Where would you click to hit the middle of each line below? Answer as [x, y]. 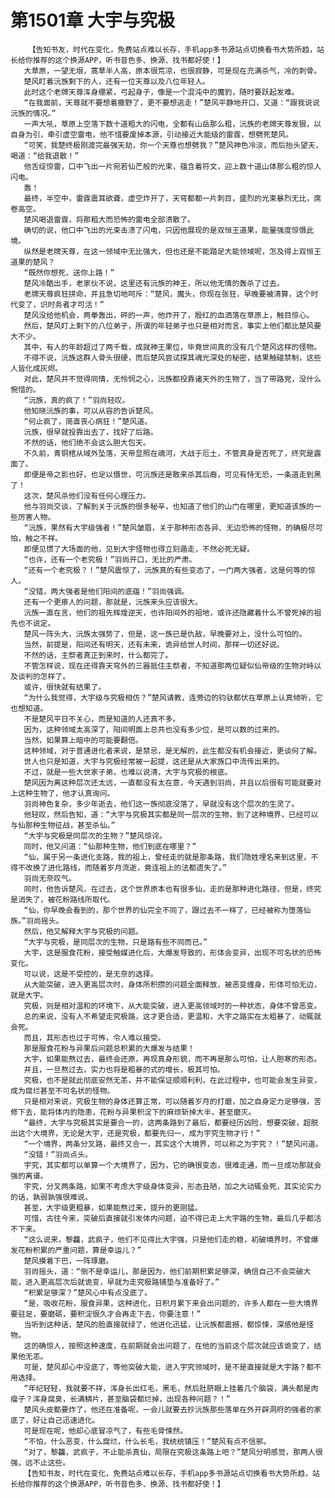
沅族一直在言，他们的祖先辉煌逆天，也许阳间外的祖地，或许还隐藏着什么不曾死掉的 [169, 612]
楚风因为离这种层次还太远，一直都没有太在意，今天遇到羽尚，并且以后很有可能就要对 [172, 782]
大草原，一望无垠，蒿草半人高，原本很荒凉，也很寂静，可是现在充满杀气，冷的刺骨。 [172, 71]
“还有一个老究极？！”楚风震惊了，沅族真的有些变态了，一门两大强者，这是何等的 [165, 570]
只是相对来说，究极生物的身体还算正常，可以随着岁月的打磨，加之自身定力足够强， [169, 1101]
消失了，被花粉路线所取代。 [66, 899]
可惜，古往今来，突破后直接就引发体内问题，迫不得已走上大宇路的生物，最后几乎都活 [172, 1218]
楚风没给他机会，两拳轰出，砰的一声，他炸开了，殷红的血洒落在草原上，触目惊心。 [169, 315]
